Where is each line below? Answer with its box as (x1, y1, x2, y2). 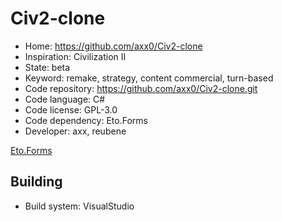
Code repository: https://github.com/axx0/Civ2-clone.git (24, 82, 258, 94)
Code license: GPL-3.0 (24, 103, 118, 116)
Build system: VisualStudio (24, 200, 135, 212)
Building (10, 173, 63, 191)
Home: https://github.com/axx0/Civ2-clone (24, 40, 203, 52)
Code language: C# (24, 93, 106, 105)
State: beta (24, 61, 71, 73)
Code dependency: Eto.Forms (24, 114, 148, 126)
